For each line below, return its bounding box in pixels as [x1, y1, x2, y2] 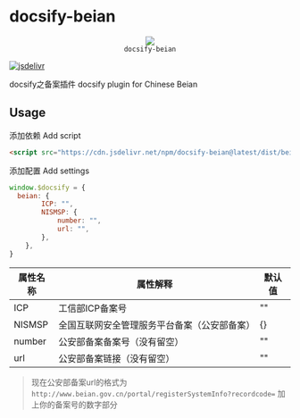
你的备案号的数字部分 [38, 399, 118, 410]
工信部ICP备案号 [57, 302, 128, 314]
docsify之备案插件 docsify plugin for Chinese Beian [9, 79, 198, 89]
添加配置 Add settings [9, 165, 90, 176]
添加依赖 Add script [9, 130, 82, 140]
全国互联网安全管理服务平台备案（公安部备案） [57, 319, 255, 331]
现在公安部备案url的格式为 [30, 377, 128, 388]
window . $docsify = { [9, 183, 87, 192]
